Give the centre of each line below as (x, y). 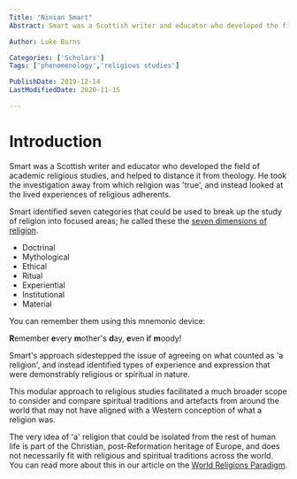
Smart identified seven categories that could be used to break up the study (146, 211)
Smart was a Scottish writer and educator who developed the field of (135, 166)
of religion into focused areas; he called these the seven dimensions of (138, 220)
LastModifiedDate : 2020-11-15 (65, 90)
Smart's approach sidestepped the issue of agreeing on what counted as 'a (146, 355)
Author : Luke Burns (45, 42)
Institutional (43, 294)
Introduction (56, 142)
